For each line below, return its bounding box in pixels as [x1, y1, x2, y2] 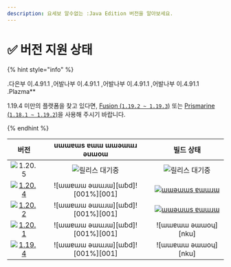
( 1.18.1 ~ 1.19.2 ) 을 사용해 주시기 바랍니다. [7, 110, 126, 118]
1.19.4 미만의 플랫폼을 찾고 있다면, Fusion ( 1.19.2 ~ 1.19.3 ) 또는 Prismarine [7, 101, 215, 110]
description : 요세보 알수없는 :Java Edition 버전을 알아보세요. [7, 10, 174, 17]
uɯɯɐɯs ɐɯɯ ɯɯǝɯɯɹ [54, 140, 137, 150]
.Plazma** [7, 87, 36, 95]
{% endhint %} [7, 123, 49, 132]
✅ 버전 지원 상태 [7, 42, 93, 57]
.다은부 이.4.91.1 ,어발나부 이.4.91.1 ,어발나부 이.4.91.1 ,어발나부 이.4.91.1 [7, 79, 199, 88]
